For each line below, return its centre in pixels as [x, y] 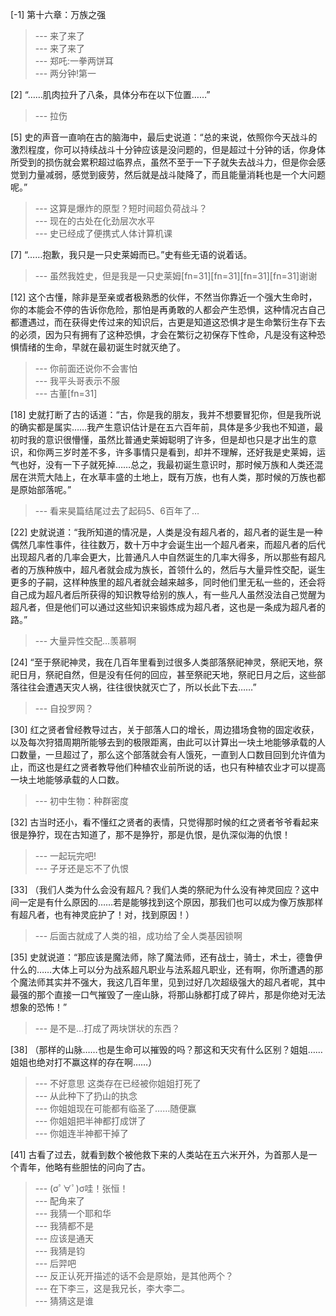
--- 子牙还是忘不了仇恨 [82, 868]
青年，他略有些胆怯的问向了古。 [84, 1167]
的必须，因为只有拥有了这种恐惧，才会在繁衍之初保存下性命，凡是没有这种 [163, 334]
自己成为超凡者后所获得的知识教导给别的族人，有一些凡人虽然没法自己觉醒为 [168, 594]
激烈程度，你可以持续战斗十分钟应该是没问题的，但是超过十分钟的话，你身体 [168, 149]
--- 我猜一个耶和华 [73, 1213]
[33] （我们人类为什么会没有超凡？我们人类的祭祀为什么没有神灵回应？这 [160, 889]
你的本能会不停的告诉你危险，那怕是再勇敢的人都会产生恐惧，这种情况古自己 [168, 309]
